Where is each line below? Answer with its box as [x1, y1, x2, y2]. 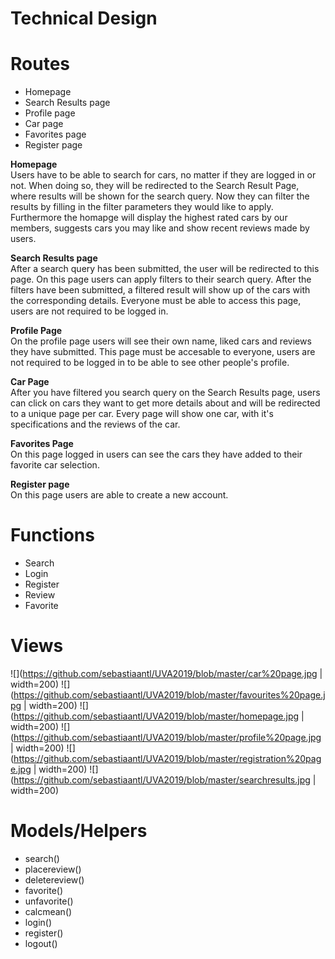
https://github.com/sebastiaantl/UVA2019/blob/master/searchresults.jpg [13, 774, 311, 786]
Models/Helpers [10, 820, 148, 842]
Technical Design [10, 7, 158, 30]
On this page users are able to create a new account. [10, 489, 229, 501]
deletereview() [24, 873, 85, 886]
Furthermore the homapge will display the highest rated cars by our [10, 212, 288, 224]
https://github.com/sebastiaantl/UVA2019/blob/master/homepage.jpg [13, 710, 300, 722]
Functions [10, 524, 95, 547]
